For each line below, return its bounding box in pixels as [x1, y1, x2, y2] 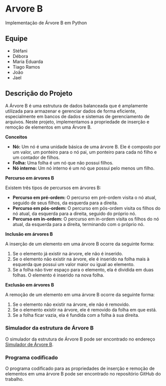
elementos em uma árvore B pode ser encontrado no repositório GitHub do [5, 371, 161, 377]
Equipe [5, 34, 28, 43]
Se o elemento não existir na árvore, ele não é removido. [12, 301, 130, 307]
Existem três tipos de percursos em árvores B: [5, 185, 101, 191]
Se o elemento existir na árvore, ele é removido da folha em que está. [12, 306, 157, 313]
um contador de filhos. [12, 154, 60, 160]
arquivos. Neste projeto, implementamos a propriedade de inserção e [5, 119, 150, 125]
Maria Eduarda [12, 59, 43, 65]
